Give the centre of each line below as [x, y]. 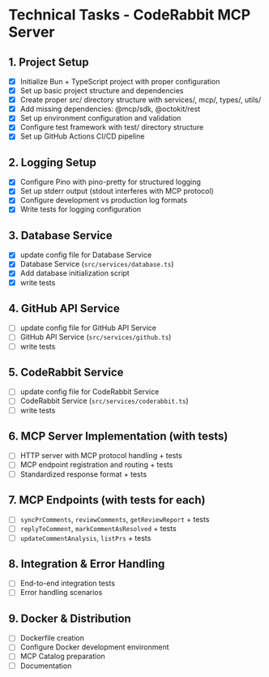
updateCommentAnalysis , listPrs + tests [85, 538]
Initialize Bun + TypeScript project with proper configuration [120, 81]
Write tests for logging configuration [81, 209]
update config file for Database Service [86, 255]
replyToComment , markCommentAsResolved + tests [98, 529]
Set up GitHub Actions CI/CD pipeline [82, 136]
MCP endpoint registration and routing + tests [96, 465]
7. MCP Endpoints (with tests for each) [107, 500]
